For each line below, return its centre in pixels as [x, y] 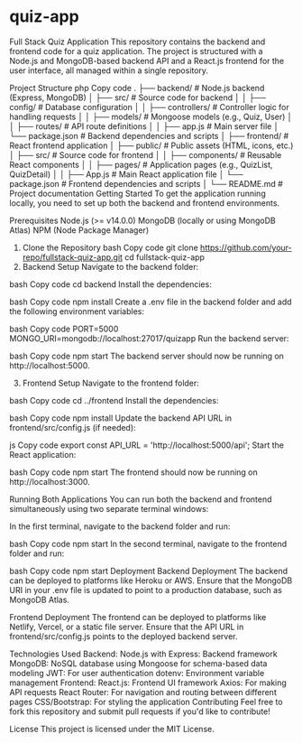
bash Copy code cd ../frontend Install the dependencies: [114, 400]
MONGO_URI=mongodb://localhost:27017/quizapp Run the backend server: [149, 338]
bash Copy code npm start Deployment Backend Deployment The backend [149, 571]
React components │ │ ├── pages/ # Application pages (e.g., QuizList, [141, 164]
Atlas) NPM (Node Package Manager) [79, 230]
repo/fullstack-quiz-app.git [73, 257]
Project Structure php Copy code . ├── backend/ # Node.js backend [137, 88]
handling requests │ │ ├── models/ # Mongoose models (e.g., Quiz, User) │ [151, 116]
